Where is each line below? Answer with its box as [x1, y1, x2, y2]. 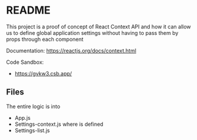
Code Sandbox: [6, 58, 44, 66]
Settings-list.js [14, 126, 50, 134]
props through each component [6, 35, 84, 43]
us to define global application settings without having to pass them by [6, 29, 179, 36]
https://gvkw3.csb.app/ [14, 70, 72, 77]
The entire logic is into [6, 103, 60, 110]
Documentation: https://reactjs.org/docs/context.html [6, 47, 137, 54]
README [6, 4, 51, 17]
